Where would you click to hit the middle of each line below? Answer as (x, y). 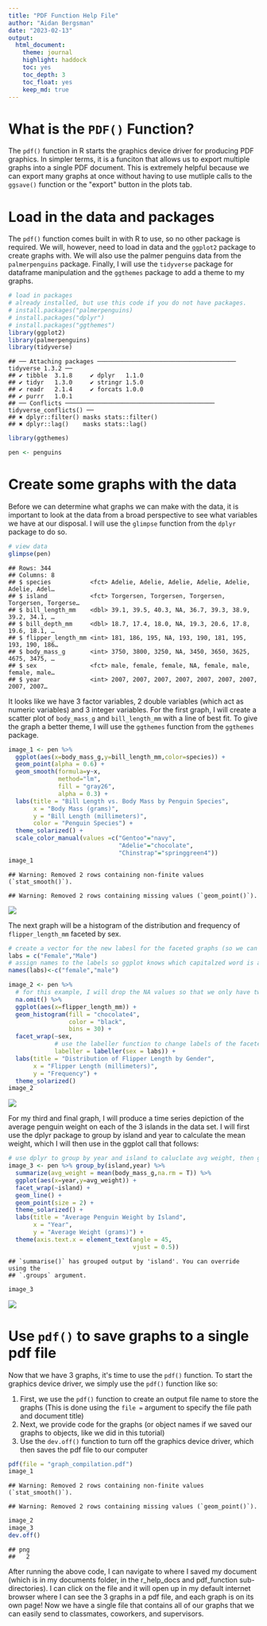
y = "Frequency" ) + (65, 1073)
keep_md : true (46, 89)
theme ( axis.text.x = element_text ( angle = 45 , (94, 1240)
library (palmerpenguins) (49, 340)
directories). (28, 1588)
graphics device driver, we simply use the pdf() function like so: (113, 1383)
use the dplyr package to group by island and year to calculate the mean (127, 1135)
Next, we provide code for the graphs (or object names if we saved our (136, 1424)
